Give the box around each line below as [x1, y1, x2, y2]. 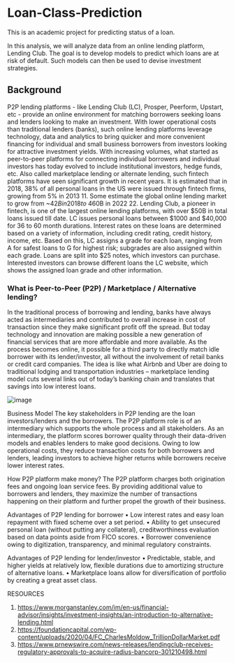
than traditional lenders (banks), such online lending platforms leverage [7, 124, 213, 133]
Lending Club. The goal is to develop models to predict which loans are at [7, 49, 219, 57]
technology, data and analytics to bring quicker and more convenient [7, 132, 205, 140]
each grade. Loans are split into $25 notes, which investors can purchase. [7, 251, 220, 259]
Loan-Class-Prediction [7, 5, 142, 21]
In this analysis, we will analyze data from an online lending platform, [7, 41, 205, 50]
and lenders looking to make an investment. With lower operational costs [7, 117, 217, 126]
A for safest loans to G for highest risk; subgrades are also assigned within [7, 243, 222, 252]
